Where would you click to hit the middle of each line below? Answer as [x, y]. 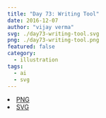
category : [22, 54]
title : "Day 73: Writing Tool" [53, 14]
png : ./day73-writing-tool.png [53, 40]
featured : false [31, 47]
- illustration [36, 60]
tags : [15, 66]
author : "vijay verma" [41, 27]
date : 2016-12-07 [33, 20]
